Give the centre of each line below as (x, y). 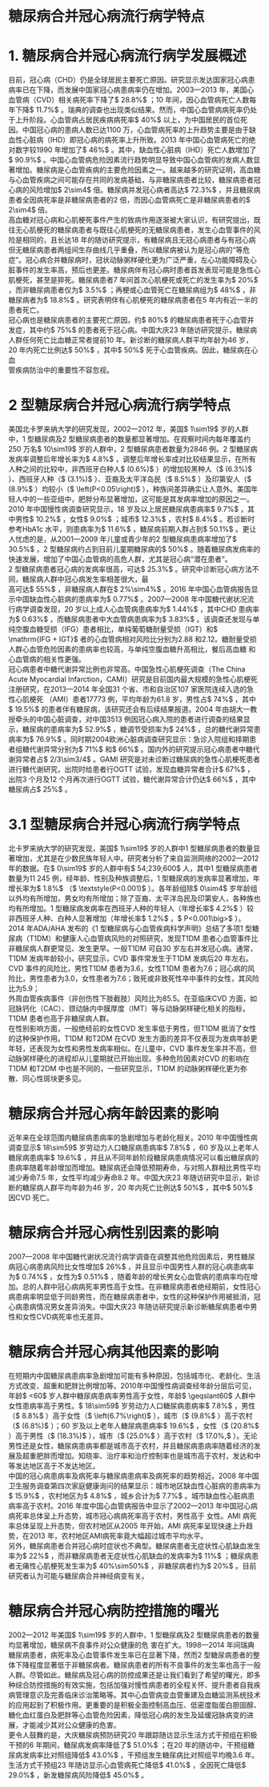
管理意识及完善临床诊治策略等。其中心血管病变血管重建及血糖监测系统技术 (138, 1695)
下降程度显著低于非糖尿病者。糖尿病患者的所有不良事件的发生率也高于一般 (138, 1665)
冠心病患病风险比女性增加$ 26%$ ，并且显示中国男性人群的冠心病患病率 (134, 1267)
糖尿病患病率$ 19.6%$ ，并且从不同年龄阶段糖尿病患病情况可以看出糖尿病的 (133, 1157)
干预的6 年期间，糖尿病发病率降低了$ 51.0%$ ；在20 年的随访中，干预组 (128, 1745)
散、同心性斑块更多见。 (47, 1078)
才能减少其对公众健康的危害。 (71, 1725)
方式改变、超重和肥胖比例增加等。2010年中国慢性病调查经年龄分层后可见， (132, 1385)
